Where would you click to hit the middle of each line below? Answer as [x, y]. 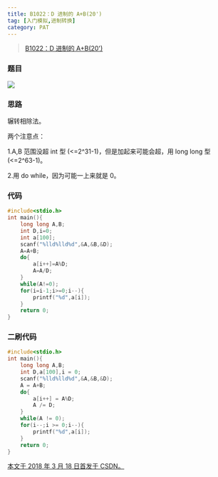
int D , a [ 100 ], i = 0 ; [51, 372]
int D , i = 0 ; [36, 231]
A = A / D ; [43, 271]
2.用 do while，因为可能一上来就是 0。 [64, 175]
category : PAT [28, 27]
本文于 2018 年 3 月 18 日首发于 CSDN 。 [66, 466]
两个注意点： [26, 136]
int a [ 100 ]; [38, 237]
